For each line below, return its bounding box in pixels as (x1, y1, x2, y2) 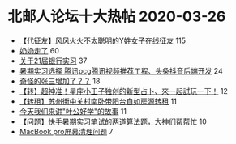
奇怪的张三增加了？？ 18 (19, 76, 101, 86)
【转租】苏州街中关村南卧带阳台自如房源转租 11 (19, 96, 178, 106)
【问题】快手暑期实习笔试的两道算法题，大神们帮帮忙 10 (19, 116, 208, 126)
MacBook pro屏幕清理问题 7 (19, 126, 114, 136)
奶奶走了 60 (19, 45, 60, 55)
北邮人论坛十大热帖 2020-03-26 (7, 7, 226, 26)
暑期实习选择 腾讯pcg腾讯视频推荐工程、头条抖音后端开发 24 (19, 66, 224, 75)
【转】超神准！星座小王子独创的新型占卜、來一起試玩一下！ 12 (19, 86, 228, 95)
